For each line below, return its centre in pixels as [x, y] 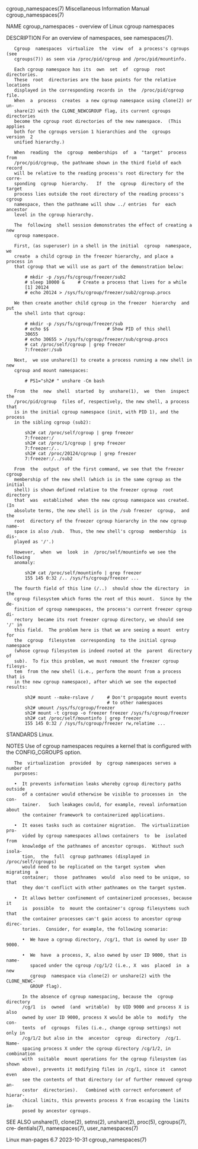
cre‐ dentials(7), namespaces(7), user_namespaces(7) [72, 1128]
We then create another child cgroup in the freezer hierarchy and [102, 303]
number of [18, 768]
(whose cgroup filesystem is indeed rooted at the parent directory [103, 651]
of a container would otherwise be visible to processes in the [104, 794]
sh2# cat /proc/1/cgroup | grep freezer [75, 443]
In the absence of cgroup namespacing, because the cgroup [98, 997]
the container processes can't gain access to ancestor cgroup [102, 919]
